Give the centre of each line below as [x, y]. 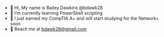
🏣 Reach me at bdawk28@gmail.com [48, 29]
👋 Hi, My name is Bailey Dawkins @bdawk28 [56, 8]
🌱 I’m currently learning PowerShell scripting [56, 13]
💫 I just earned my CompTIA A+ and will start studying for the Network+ [85, 18]
